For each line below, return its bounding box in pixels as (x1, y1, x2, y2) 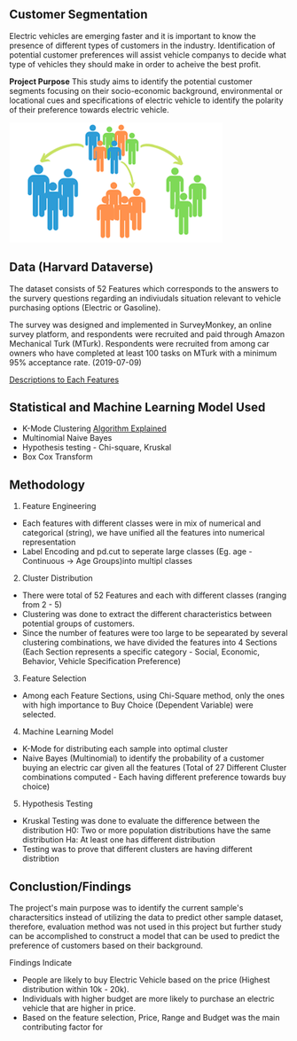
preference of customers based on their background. (9, 940, 204, 951)
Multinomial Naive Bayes (21, 433, 113, 443)
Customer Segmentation (9, 7, 148, 22)
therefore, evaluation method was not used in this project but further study (9, 921, 282, 932)
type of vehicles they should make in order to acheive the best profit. (9, 59, 262, 69)
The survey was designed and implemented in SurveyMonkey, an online (9, 319, 272, 330)
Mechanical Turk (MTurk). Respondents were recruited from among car (9, 338, 270, 348)
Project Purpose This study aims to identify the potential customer (9, 75, 253, 87)
